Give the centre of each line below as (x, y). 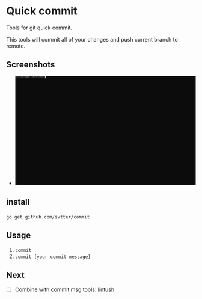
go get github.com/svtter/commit (48, 217)
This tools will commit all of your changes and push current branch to (92, 39)
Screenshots (31, 65)
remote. (16, 46)
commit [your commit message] (53, 257)
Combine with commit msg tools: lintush (65, 289)
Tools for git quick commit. (39, 28)
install (18, 202)
